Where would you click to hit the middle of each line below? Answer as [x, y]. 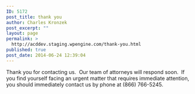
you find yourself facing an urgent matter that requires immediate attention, [98, 78]
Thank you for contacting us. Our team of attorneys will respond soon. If [95, 72]
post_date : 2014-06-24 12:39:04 [46, 55]
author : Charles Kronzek [37, 22]
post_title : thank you [34, 17]
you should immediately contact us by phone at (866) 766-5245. [85, 84]
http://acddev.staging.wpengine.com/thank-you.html [77, 45]
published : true [26, 50]
